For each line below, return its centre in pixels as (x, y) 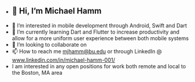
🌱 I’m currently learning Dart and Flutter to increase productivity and (96, 32)
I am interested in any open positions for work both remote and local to (99, 66)
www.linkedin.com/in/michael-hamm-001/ (63, 60)
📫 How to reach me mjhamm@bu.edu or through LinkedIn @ (87, 51)
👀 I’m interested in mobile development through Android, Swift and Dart (99, 25)
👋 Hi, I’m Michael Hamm (57, 11)
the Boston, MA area (37, 72)
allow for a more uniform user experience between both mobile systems (100, 38)
